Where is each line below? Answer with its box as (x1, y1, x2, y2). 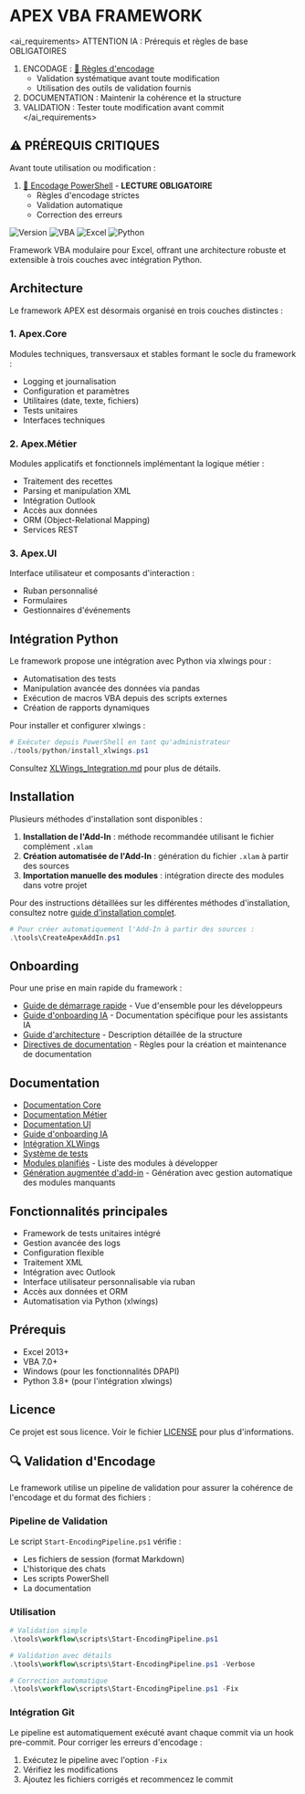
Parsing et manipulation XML (22, 486, 131, 497)
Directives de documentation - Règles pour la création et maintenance (22, 1039, 288, 1050)
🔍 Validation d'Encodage (9, 1453, 156, 1470)
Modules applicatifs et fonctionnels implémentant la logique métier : (9, 458, 265, 469)
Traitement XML (22, 1257, 84, 1268)
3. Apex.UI (9, 547, 58, 560)
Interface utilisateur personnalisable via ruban (22, 1276, 195, 1287)
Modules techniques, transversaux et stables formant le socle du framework (9, 348, 297, 359)
